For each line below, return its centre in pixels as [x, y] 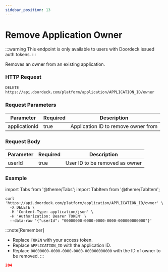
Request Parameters [31, 105]
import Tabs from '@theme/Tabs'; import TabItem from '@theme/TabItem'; [83, 189]
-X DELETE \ [22, 207]
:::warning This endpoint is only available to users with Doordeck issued [80, 49]
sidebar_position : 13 [28, 10]
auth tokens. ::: [21, 54]
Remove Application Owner [64, 35]
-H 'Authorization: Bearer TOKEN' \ [48, 216]
